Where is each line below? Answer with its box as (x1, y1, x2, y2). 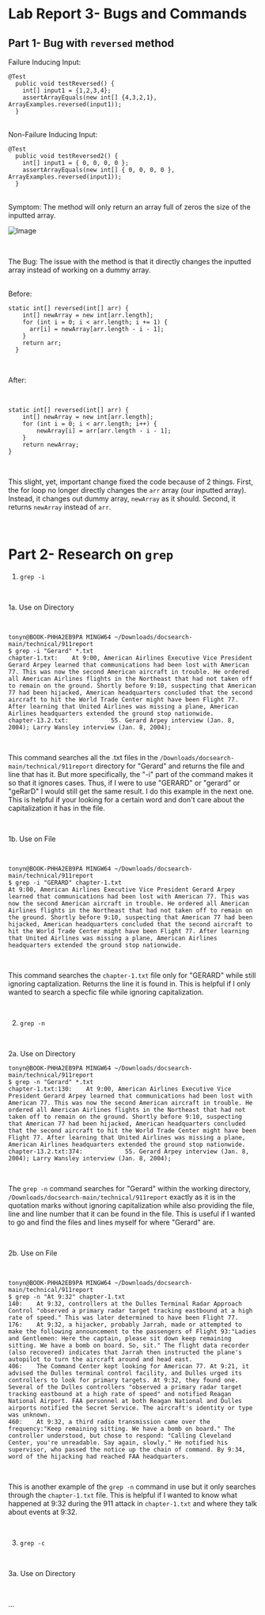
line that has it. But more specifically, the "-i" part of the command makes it (8, 769, 254, 779)
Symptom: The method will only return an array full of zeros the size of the (8, 202, 251, 211)
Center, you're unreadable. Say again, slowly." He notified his (8, 1438, 228, 1447)
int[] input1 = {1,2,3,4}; (22, 87, 112, 94)
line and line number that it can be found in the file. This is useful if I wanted (8, 1209, 256, 1218)
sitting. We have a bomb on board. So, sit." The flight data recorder (8, 1341, 249, 1349)
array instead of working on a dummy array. (8, 265, 151, 275)
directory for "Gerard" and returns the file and (94, 761, 245, 771)
